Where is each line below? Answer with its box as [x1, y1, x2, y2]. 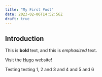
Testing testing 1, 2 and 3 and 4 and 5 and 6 [5, 67, 95, 73]
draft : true [5, 16, 30, 21]
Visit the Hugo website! [5, 57, 53, 63]
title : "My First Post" [5, 7, 54, 12]
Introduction [5, 34, 44, 43]
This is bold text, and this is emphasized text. [5, 48, 97, 53]
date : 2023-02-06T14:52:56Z [5, 12, 63, 17]
